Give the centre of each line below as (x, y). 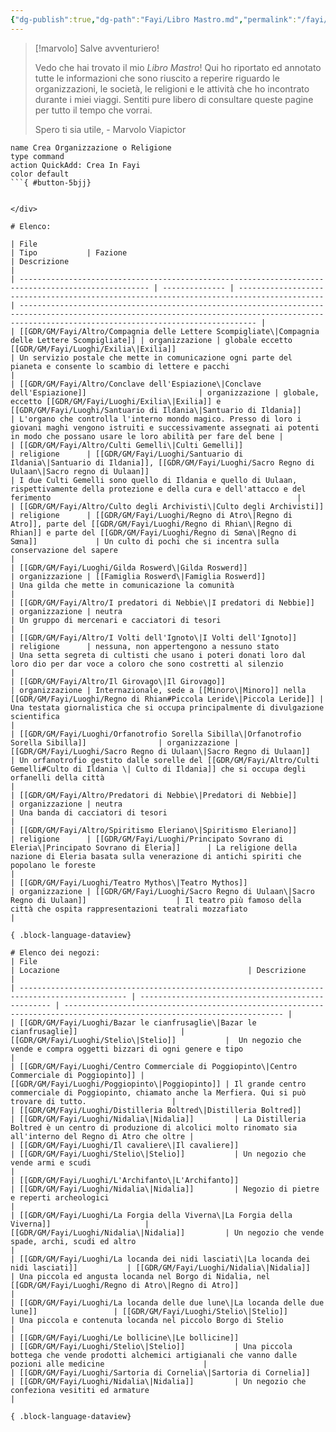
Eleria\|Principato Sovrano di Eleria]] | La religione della (154, 847)
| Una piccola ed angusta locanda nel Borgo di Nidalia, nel (140, 1276)
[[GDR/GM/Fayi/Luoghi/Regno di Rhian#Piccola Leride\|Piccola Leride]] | (167, 699)
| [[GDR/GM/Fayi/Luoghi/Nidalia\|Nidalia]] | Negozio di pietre (165, 1189)
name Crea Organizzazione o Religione (91, 147)
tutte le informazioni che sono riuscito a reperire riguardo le (157, 78)
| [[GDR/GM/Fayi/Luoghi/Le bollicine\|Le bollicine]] (125, 1337)
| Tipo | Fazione (69, 252)
